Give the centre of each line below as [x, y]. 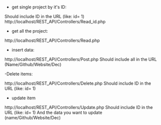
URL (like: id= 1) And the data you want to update [53, 112]
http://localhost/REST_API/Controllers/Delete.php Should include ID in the [78, 83]
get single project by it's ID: [39, 7]
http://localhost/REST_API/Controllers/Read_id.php [55, 22]
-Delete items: [19, 74]
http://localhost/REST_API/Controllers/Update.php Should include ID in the [79, 107]
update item [24, 98]
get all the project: [30, 31]
